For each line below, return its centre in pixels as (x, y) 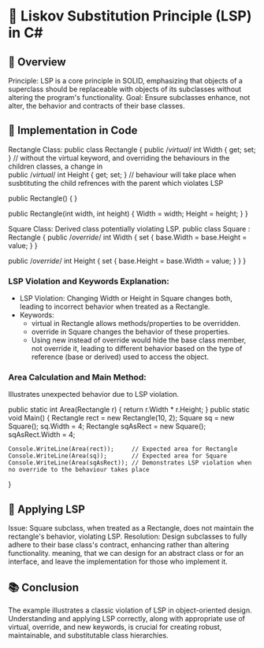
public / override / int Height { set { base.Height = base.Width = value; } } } (127, 261)
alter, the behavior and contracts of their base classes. (97, 106)
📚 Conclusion (44, 587)
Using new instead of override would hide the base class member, (139, 340)
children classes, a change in (56, 166)
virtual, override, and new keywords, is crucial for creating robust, (115, 627)
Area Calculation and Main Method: (78, 377)
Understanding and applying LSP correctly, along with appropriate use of (127, 619)
